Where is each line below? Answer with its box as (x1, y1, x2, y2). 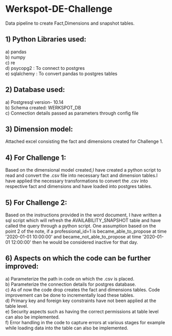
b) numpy (5, 54, 26, 60)
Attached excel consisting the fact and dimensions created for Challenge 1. (5, 138, 163, 144)
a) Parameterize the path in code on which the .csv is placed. (5, 275, 135, 282)
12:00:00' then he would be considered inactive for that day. (11, 239, 138, 245)
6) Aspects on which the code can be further (5, 254, 151, 263)
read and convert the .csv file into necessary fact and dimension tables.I (5, 173, 158, 179)
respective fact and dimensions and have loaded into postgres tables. (5, 183, 153, 190)
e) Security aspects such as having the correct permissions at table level (5, 308, 159, 314)
